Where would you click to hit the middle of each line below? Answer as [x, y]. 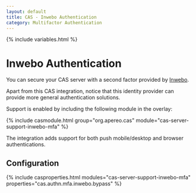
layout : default [26, 12]
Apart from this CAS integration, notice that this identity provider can [90, 91]
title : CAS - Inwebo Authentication [51, 17]
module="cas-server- [162, 120]
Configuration [33, 163]
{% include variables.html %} [42, 40]
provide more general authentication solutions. [63, 98]
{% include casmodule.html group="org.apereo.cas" [70, 120]
